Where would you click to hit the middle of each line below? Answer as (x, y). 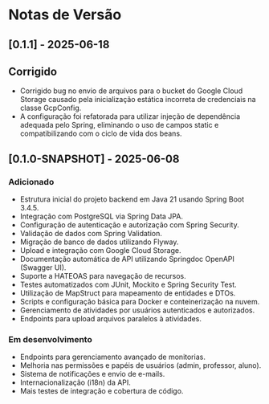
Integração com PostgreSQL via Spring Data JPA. (101, 216)
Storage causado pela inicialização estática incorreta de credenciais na (138, 100)
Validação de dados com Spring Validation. (91, 234)
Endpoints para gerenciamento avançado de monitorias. (113, 357)
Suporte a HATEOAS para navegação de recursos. (103, 276)
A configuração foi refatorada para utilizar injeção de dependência (130, 116)
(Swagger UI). (43, 267)
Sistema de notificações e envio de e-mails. (92, 374)
